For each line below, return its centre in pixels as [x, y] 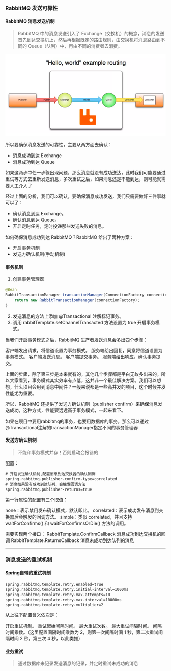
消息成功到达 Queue [34, 162]
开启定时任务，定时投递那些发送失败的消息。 [60, 226]
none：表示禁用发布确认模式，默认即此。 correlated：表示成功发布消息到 [82, 510]
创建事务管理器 [28, 279]
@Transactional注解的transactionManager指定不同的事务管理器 [72, 427]
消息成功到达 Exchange [37, 156]
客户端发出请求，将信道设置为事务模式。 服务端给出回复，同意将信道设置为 [84, 350]
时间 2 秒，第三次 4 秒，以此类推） [46, 639]
